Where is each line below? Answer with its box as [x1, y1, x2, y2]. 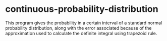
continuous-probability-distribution [5, 3, 158, 15]
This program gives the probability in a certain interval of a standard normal [5, 20, 162, 26]
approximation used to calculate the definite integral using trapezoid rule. [5, 30, 157, 36]
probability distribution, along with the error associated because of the [5, 25, 152, 31]
